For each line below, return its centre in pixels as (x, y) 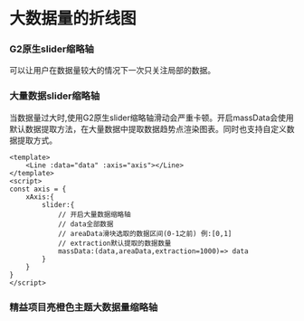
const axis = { (38, 189)
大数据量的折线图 (73, 19)
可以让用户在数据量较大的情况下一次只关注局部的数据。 (112, 71)
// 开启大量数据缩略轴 (94, 214)
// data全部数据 (85, 224)
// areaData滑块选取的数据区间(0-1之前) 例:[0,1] (145, 233)
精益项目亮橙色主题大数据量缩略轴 (84, 307)
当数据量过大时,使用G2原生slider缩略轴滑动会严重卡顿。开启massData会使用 (152, 118)
